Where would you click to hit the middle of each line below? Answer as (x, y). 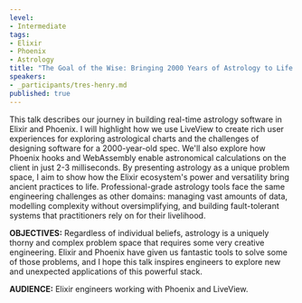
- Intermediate (38, 26)
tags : (19, 34)
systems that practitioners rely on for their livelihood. (108, 215)
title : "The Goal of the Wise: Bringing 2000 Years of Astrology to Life (151, 69)
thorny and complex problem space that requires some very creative (137, 242)
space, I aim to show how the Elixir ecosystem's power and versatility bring (149, 176)
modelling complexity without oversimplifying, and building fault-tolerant (145, 205)
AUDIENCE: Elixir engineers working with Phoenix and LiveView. (129, 289)
